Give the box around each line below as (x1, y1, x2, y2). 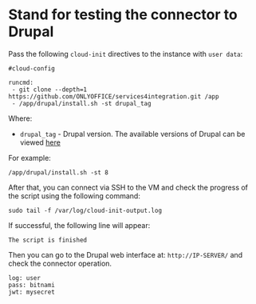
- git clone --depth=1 (11, 86, 88, 94)
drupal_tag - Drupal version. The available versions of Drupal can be (19, 129, 246, 138)
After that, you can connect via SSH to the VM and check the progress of (8, 182, 249, 192)
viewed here (19, 138, 61, 147)
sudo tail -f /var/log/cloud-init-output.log (8, 206, 162, 214)
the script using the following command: (8, 190, 141, 201)
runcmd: (8, 78, 34, 86)
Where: (8, 114, 33, 123)
